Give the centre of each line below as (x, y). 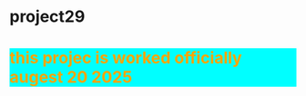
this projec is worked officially (126, 58)
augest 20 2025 (71, 77)
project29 (47, 17)
